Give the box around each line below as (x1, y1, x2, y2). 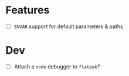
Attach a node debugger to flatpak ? (13, 63, 100, 70)
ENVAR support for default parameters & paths (13, 23, 124, 30)
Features (5, 4, 50, 17)
